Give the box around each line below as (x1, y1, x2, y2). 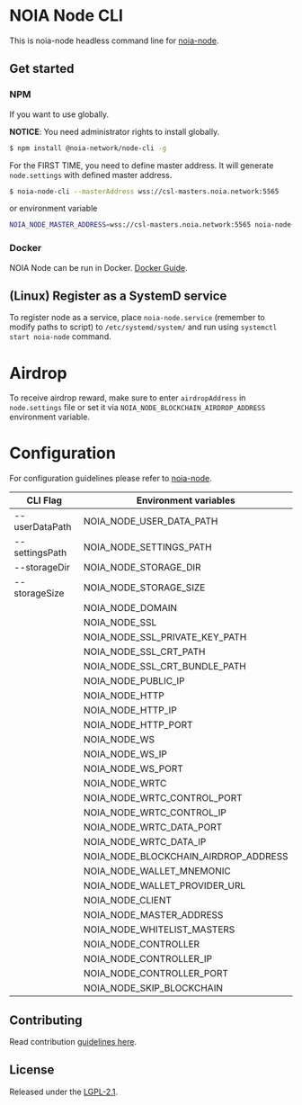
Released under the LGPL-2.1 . (9, 1086, 119, 1097)
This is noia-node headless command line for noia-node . (9, 35, 219, 46)
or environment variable (9, 203, 98, 214)
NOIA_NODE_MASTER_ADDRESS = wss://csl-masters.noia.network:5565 (9, 220, 252, 229)
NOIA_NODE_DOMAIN (83, 602, 178, 615)
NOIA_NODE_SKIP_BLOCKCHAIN (83, 982, 223, 994)
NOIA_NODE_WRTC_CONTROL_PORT (83, 792, 243, 804)
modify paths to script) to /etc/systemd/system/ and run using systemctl (9, 321, 278, 333)
